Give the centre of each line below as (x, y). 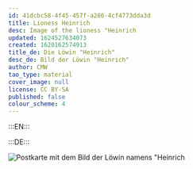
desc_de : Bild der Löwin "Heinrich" (69, 60)
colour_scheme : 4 (37, 104)
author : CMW (28, 67)
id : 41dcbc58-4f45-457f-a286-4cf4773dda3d (79, 15)
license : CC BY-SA (39, 89)
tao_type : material (41, 75)
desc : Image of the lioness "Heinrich (72, 30)
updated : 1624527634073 (48, 38)
